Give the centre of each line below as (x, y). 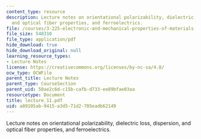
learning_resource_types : (38, 56)
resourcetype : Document (36, 95)
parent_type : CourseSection (41, 84)
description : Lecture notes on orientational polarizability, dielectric (100, 17)
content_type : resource (36, 12)
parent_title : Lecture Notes (42, 78)
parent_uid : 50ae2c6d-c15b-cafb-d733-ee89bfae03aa (71, 89)
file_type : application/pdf (41, 39)
